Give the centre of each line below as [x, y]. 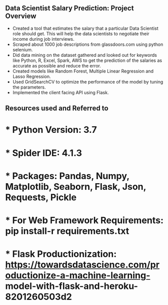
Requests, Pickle [41, 197]
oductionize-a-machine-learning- [78, 276]
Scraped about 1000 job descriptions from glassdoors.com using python [88, 44]
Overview [21, 16]
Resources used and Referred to [57, 108]
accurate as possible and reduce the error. [57, 65]
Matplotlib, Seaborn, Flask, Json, [76, 186]
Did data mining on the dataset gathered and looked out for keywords [85, 55]
